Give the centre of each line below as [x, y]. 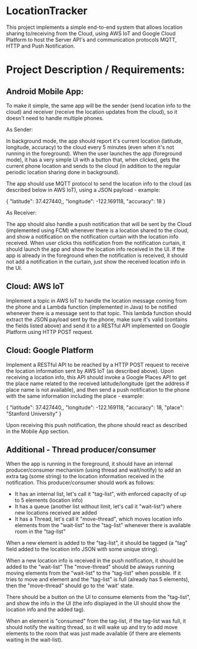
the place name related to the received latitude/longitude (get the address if [98, 383]
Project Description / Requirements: [96, 70]
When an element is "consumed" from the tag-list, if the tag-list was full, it [96, 621]
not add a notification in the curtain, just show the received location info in [96, 261]
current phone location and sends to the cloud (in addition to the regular [94, 165]
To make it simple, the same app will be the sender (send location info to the [98, 105]
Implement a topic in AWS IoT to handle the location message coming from [96, 300]
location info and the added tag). [46, 610]
